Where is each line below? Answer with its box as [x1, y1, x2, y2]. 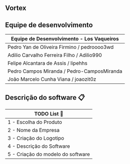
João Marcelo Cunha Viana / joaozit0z [7, 76, 96, 83]
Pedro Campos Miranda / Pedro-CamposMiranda [7, 68, 123, 75]
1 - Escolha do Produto [7, 119, 62, 125]
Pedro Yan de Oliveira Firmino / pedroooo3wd [7, 44, 114, 51]
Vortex [5, 4, 26, 12]
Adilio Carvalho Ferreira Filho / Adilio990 [7, 52, 102, 59]
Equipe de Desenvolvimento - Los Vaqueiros [11, 36, 119, 42]
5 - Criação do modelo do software [7, 151, 90, 158]
